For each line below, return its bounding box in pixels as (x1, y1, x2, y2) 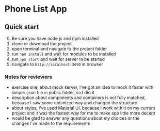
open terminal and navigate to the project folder (11, 46, 107, 51)
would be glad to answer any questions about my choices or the (11, 115, 140, 121)
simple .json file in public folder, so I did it (11, 90, 95, 96)
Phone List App (4, 3, 67, 15)
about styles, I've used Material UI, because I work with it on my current (11, 105, 156, 111)
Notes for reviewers (4, 73, 52, 80)
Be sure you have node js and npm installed (11, 35, 99, 41)
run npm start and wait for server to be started (11, 56, 105, 62)
